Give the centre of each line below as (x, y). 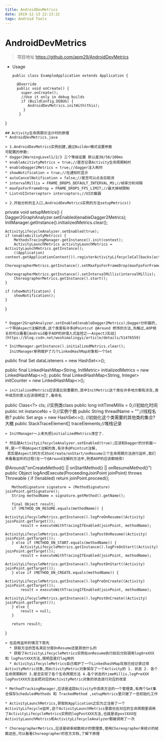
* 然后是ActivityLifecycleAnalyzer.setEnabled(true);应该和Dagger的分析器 (79, 443)
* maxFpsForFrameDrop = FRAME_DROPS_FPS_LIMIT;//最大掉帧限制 (67, 189)
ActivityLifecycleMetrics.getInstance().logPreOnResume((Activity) (75, 517)
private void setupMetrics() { (34, 212)
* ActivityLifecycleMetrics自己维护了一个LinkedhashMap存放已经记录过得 (79, 664)
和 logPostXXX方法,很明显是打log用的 (40, 659)
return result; (27, 624)
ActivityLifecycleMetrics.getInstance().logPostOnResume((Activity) (76, 534)
